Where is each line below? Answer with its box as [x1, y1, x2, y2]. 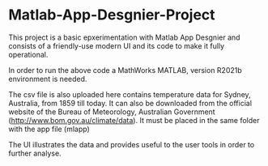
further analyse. [8, 148, 62, 158]
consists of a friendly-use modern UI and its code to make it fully [8, 40, 225, 50]
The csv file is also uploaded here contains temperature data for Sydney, [8, 89, 251, 99]
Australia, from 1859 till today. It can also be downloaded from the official [8, 98, 253, 108]
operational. [8, 49, 49, 59]
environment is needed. [8, 74, 87, 83]
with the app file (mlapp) [8, 124, 91, 134]
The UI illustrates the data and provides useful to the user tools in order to [8, 139, 255, 149]
